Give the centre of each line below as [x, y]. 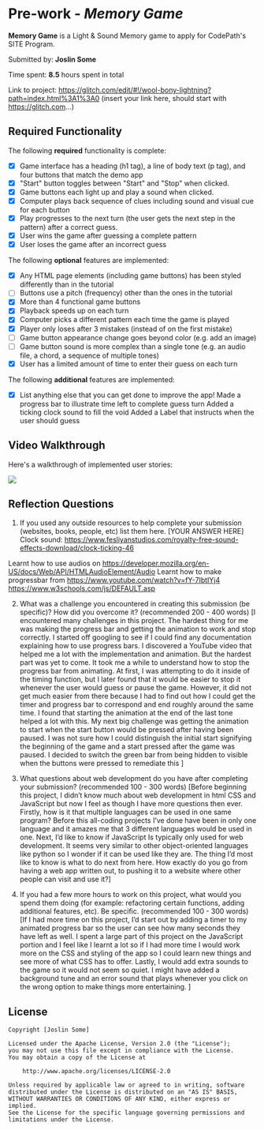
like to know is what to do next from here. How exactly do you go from [134, 862]
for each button [45, 210]
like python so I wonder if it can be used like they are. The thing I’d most [136, 854]
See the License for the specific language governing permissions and [126, 1113]
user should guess [50, 420]
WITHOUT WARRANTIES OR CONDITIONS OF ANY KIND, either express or [119, 1099]
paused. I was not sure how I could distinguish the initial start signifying [136, 738]
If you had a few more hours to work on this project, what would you [130, 895]
